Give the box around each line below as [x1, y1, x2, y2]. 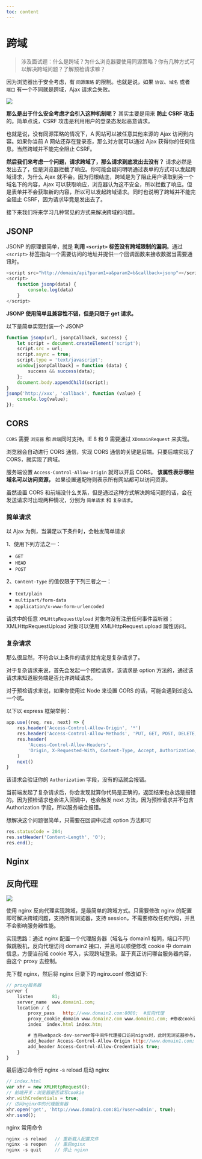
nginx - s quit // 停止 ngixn [6, 1147, 88, 1153]
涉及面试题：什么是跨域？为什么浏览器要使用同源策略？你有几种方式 [20, 58, 190, 65]
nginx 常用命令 [6, 1123, 43, 1131]
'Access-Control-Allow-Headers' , [28, 742, 112, 748]
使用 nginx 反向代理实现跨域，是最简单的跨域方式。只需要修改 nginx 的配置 [6, 907, 192, 914]
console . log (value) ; [17, 396, 69, 403]
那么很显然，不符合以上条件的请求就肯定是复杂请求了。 [6, 654, 143, 661]
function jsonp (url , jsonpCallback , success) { [6, 335, 128, 341]
